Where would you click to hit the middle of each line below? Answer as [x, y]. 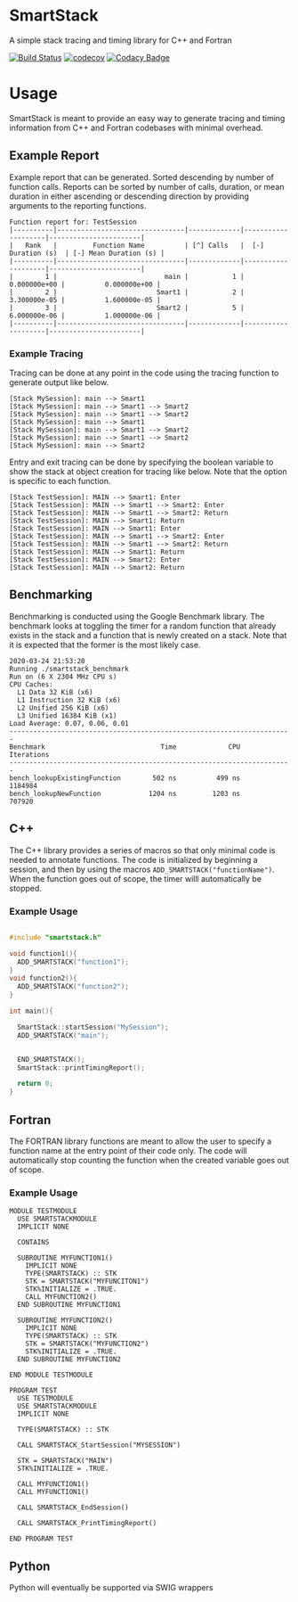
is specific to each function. [60, 481]
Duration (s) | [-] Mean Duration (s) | [87, 253]
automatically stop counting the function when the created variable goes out [149, 1160]
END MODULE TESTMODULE [51, 1375]
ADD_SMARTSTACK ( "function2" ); [73, 987]
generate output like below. [59, 382]
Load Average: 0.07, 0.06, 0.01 [69, 723]
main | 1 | [204, 276]
